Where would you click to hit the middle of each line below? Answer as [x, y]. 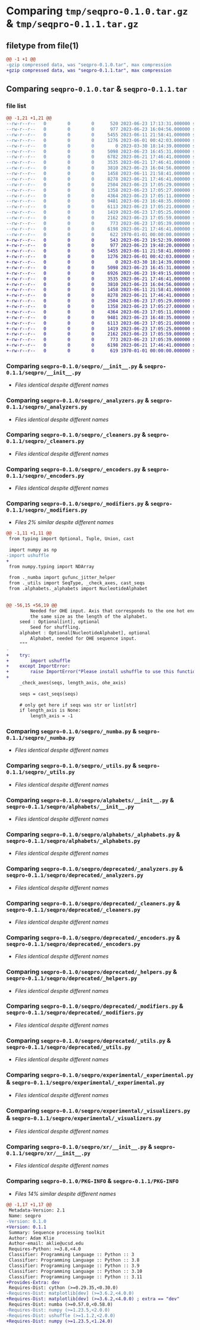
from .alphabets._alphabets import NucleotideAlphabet [78, 589]
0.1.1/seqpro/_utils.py [41, 772]
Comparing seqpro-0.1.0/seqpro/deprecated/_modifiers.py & [95, 1006]
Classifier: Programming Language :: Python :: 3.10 [76, 1271]
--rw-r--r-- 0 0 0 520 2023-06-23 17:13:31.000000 [98, 124]
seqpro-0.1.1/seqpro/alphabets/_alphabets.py [74, 841]
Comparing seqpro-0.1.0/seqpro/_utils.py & [71, 765]
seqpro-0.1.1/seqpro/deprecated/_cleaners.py [74, 910]
